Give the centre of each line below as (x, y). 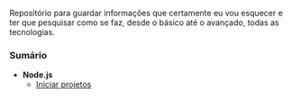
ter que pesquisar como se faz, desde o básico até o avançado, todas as (144, 22)
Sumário (28, 55)
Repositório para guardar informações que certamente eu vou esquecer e (146, 13)
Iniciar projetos (64, 85)
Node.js (37, 75)
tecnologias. (32, 32)
